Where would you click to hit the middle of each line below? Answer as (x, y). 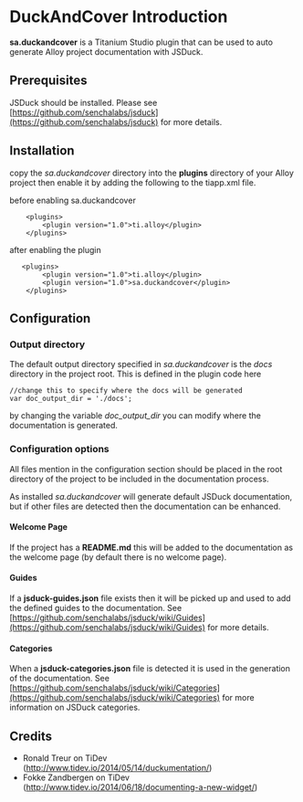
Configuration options (59, 449)
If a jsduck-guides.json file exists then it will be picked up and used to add (150, 598)
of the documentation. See (59, 679)
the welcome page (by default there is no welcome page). (118, 557)
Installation (42, 151)
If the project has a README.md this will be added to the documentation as (151, 547)
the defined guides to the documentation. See (96, 607)
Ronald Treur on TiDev (65, 758)
